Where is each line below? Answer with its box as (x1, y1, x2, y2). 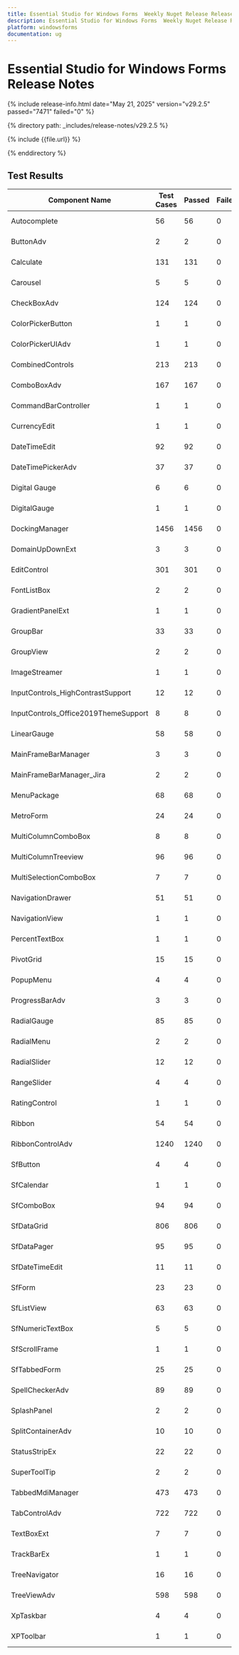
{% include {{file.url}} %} (7, 135, 81, 143)
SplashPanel (11, 1406, 53, 1415)
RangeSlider (11, 1078, 52, 1087)
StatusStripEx (11, 1447, 57, 1456)
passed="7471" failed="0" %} (7, 108, 95, 116)
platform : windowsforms (7, 24, 78, 31)
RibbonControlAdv (11, 1139, 73, 1149)
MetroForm (11, 811, 48, 820)
